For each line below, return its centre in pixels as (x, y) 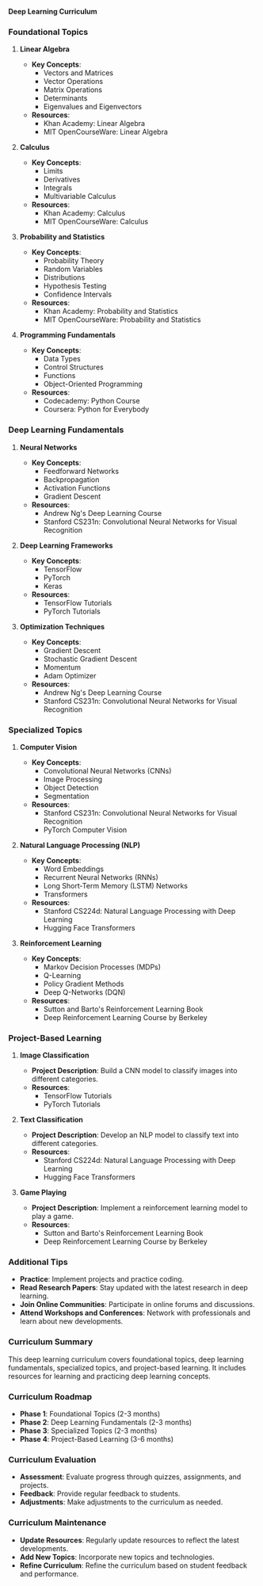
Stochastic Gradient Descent (90, 659)
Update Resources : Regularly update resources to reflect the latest (130, 1540)
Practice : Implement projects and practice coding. (102, 1279)
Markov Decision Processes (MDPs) (102, 967)
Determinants (65, 98)
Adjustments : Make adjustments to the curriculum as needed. (121, 1502)
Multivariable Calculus (80, 197)
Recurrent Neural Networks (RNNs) (101, 877)
